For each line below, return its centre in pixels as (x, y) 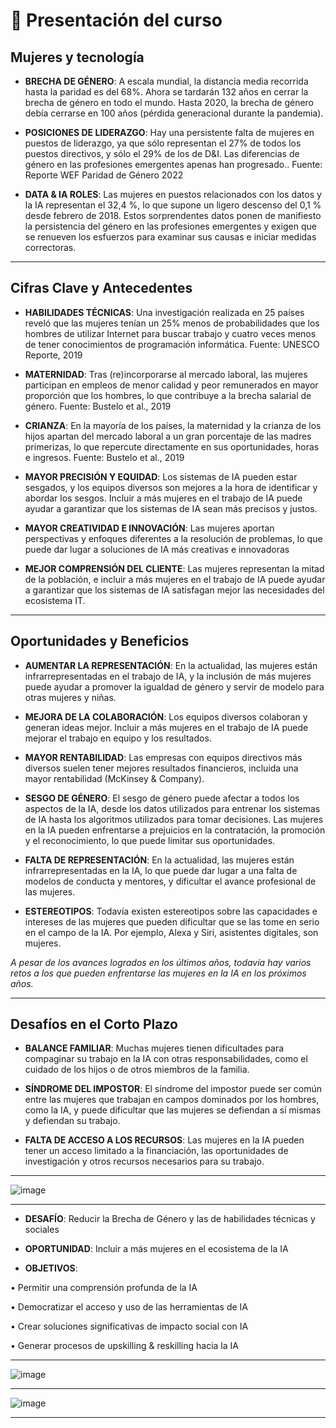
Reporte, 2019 (53, 355)
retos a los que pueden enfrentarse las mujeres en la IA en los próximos (158, 973)
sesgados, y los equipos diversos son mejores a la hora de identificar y (171, 487)
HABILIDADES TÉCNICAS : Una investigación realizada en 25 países (164, 312)
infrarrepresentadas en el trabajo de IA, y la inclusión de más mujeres (168, 676)
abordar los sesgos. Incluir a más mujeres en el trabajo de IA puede (163, 498)
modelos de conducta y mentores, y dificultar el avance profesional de (170, 881)
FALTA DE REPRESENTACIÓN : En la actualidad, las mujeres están (159, 860)
